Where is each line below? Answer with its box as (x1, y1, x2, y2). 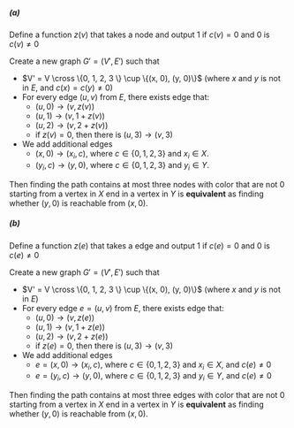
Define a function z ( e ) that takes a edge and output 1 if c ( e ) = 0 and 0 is (9, 240, 271, 251)
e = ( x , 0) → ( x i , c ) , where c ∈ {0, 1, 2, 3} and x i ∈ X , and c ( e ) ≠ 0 (34, 359, 272, 371)
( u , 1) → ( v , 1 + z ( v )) (34, 111, 106, 121)
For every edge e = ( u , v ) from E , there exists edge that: (21, 302, 225, 313)
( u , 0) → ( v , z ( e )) (34, 312, 95, 323)
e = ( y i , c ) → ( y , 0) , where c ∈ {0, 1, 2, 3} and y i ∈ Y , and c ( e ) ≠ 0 (34, 371, 272, 384)
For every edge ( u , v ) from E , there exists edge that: (21, 91, 210, 102)
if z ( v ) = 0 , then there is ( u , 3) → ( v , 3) (34, 129, 174, 140)
